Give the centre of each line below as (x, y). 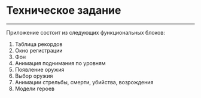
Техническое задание (64, 10)
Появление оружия (39, 69)
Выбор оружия (34, 76)
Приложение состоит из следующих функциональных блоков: (86, 32)
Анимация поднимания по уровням (60, 63)
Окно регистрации (39, 50)
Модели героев (35, 88)
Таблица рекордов (39, 44)
